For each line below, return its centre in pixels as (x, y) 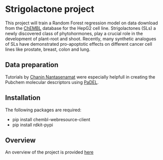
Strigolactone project (50, 9)
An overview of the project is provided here (49, 152)
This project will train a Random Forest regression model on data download (82, 23)
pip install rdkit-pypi (33, 125)
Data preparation (32, 65)
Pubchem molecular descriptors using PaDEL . (52, 82)
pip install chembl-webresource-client (51, 119)
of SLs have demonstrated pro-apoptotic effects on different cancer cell (79, 44)
